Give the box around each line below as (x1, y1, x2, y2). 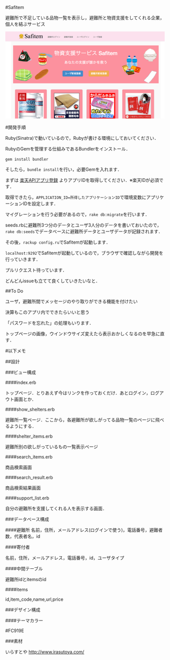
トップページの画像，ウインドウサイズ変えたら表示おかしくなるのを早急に (5, 330, 160, 336)
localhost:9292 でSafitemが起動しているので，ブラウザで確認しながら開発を (5, 250, 163, 256)
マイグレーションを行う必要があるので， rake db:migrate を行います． (5, 211, 150, 217)
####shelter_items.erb (5, 433, 53, 439)
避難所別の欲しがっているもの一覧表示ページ (5, 443, 99, 450)
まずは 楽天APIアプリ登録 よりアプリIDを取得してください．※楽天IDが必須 (5, 177, 159, 183)
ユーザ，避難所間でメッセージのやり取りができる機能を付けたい (5, 298, 138, 304)
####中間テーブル (5, 565, 43, 571)
